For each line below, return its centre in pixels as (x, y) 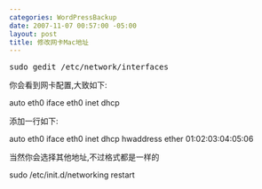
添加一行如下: (34, 122)
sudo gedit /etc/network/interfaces (89, 67)
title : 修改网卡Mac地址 (49, 42)
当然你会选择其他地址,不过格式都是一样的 (84, 157)
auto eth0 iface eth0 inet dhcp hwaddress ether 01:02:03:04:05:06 (131, 139)
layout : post (33, 34)
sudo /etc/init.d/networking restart (72, 175)
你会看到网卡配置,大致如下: (59, 85)
